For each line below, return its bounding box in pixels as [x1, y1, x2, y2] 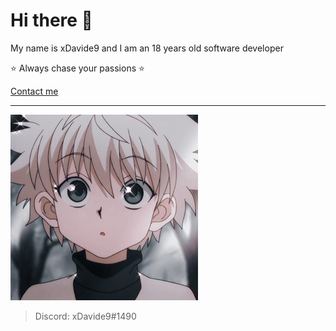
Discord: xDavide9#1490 [34, 310, 137, 322]
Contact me [10, 85, 59, 97]
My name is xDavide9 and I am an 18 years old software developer [10, 42, 284, 54]
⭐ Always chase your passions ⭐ [10, 62, 145, 74]
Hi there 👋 [10, 9, 93, 32]
